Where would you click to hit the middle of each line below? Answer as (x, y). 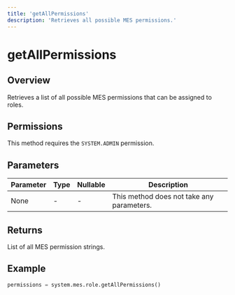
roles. (15, 105)
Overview (29, 81)
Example (27, 269)
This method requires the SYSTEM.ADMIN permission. (81, 143)
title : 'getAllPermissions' (48, 14)
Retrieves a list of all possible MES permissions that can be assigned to (109, 97)
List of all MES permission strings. (56, 247)
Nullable (91, 185)
